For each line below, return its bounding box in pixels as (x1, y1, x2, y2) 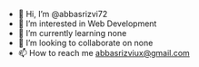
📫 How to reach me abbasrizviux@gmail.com (17, 48, 191, 58)
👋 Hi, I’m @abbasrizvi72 (17, 9, 108, 19)
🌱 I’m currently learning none (17, 28, 127, 38)
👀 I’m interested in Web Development (17, 18, 157, 29)
